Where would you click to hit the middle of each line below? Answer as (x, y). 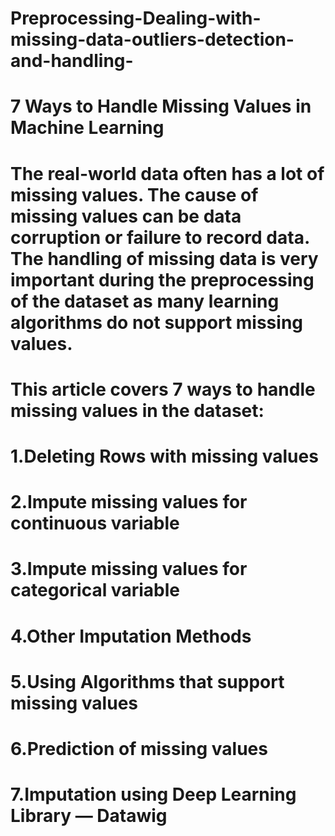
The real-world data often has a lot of (167, 173)
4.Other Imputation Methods (131, 636)
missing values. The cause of (134, 194)
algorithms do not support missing (157, 322)
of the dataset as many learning (145, 301)
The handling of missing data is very (164, 258)
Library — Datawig (89, 816)
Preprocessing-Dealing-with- (136, 18)
